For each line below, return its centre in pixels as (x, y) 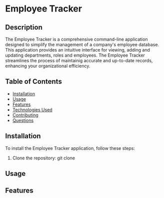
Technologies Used (32, 110)
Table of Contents (34, 81)
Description (24, 27)
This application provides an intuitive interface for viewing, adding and (77, 50)
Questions (23, 120)
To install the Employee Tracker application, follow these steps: (70, 148)
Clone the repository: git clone (43, 158)
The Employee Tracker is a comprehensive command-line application (76, 39)
